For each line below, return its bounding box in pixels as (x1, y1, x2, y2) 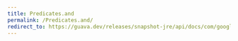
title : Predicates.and (7, 10, 74, 17)
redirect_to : (7, 23, 46, 30)
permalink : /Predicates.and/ (7, 17, 93, 24)
